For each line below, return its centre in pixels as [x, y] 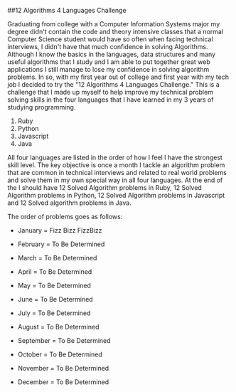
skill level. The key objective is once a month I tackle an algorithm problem [116, 165]
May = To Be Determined [54, 285]
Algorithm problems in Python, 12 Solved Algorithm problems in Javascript [116, 195]
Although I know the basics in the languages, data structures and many [111, 54]
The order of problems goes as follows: [65, 217]
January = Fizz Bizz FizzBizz [60, 230]
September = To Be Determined [64, 340]
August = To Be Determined [58, 327]
